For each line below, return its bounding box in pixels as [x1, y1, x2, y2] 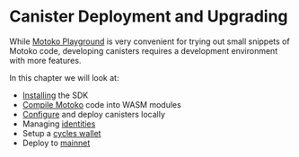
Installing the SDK [22, 90, 89, 100]
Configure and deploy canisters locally [22, 109, 166, 119]
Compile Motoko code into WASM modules [22, 99, 181, 109]
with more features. [9, 55, 82, 65]
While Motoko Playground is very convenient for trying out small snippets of [9, 36, 290, 47]
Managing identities [22, 118, 96, 129]
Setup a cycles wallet [22, 127, 101, 138]
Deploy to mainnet [22, 137, 91, 148]
